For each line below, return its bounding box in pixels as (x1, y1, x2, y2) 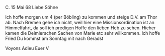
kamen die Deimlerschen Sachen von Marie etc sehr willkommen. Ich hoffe (5, 30, 160, 36)
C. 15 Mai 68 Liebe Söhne (5, 5, 58, 10)
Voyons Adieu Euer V (5, 45, 49, 51)
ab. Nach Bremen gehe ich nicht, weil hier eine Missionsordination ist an (5, 20, 155, 25)
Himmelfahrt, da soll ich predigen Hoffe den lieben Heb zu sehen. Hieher (5, 25, 156, 31)
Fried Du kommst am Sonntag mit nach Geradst (5, 35, 104, 41)
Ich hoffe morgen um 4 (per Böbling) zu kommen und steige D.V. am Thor (5, 14, 157, 20)
